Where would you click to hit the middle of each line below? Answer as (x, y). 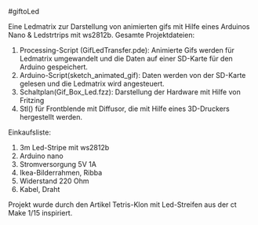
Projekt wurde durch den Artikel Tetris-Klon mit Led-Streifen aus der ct (122, 205)
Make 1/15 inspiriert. (40, 213)
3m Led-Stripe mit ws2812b (64, 148)
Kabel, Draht (40, 189)
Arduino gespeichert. (54, 67)
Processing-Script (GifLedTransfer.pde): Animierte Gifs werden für (127, 50)
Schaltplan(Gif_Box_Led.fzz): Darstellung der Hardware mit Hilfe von (130, 92)
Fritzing (32, 100)
